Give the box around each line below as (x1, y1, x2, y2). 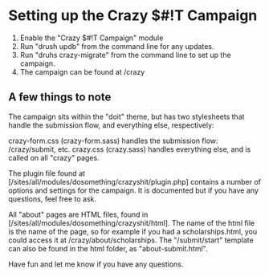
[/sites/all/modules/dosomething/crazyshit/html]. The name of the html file (8, 218, 255, 227)
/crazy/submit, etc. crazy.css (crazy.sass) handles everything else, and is (8, 144, 251, 154)
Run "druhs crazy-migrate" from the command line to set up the (19, 50, 231, 59)
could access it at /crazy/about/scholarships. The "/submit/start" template (8, 235, 255, 245)
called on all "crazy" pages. (8, 153, 100, 162)
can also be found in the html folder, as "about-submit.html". (8, 243, 208, 253)
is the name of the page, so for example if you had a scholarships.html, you (8, 226, 258, 236)
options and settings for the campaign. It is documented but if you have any (8, 185, 259, 195)
